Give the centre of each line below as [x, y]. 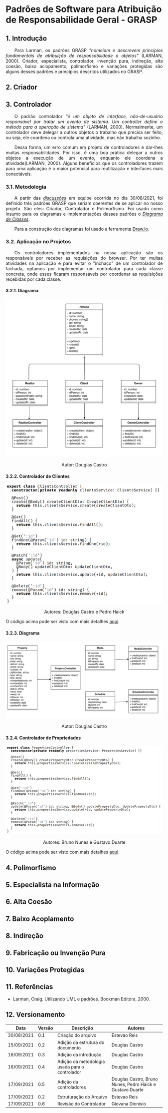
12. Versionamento [35, 1015]
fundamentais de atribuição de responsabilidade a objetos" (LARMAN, [84, 56]
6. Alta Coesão [29, 902]
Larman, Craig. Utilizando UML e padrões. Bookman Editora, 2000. [81, 999]
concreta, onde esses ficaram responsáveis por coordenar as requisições [84, 274]
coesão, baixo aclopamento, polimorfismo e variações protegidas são [84, 66]
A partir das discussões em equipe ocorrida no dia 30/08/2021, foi [89, 198]
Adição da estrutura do [81, 1042]
